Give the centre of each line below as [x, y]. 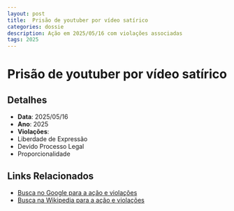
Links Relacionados [51, 176]
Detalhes [27, 100]
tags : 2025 [23, 40]
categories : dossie [36, 27]
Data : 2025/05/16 [43, 117]
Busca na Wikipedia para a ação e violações [81, 200]
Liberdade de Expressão [52, 139]
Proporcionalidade [44, 154]
